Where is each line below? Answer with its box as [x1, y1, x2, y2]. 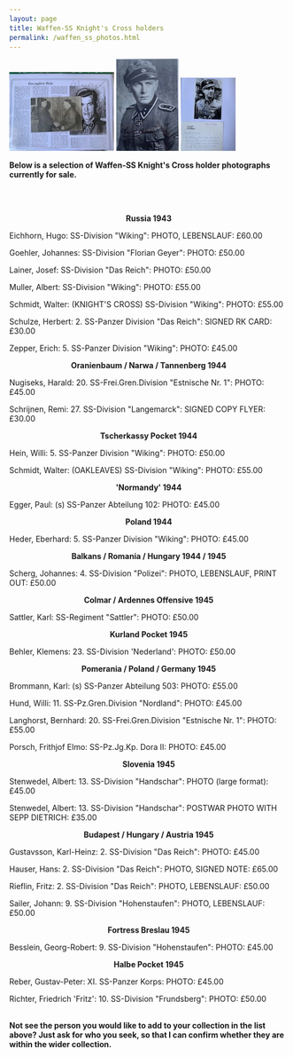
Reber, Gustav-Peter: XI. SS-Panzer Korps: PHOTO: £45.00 [9, 976, 224, 987]
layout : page [9, 14, 58, 23]
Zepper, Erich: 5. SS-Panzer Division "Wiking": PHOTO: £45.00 [9, 343, 238, 354]
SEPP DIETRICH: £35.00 [9, 812, 97, 823]
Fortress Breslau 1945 [107, 925, 190, 935]
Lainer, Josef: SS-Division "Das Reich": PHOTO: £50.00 [9, 264, 212, 275]
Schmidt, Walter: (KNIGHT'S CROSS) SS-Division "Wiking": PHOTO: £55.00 [9, 299, 284, 310]
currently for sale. [9, 170, 77, 180]
